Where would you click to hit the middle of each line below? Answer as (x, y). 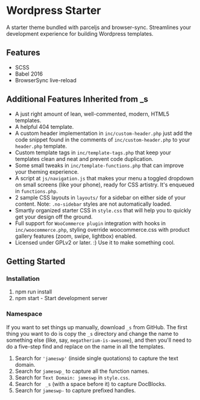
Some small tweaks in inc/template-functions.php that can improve (99, 165)
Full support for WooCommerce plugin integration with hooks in (90, 223)
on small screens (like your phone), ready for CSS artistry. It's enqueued (105, 185)
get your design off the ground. (54, 217)
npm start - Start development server (61, 298)
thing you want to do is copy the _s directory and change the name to (92, 333)
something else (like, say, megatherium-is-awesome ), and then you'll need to (99, 340)
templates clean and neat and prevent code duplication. (84, 159)
